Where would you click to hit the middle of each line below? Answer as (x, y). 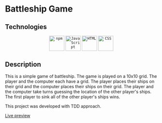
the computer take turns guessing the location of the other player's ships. (78, 92)
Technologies (26, 27)
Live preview (18, 115)
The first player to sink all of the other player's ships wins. (63, 97)
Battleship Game (39, 9)
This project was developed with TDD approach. (53, 106)
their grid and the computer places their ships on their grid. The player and (79, 86)
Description (23, 65)
